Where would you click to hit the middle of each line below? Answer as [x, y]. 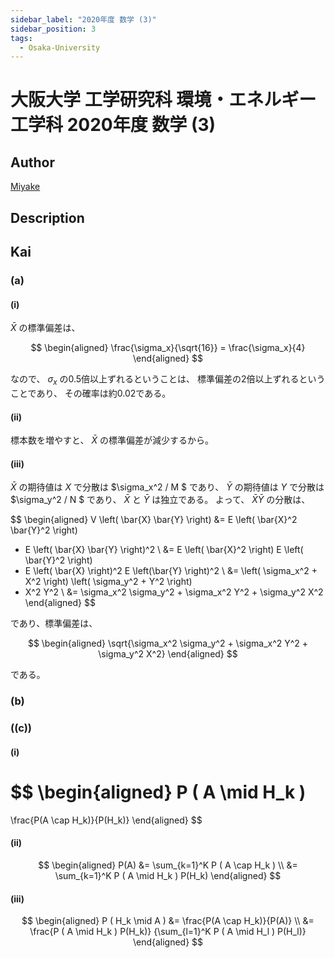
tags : [21, 38]
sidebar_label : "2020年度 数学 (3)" [83, 19]
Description [47, 217]
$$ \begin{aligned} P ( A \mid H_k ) [158, 792]
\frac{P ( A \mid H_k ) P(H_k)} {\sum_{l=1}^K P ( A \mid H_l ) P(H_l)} [168, 932]
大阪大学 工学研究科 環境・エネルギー [163, 100]
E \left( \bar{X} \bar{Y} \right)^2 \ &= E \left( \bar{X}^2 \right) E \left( [164, 550]
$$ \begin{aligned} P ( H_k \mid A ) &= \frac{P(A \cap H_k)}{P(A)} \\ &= [168, 921]
